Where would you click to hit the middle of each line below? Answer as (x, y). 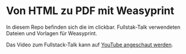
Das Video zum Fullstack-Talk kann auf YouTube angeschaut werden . (90, 45)
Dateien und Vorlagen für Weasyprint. (52, 33)
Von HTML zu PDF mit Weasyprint (90, 11)
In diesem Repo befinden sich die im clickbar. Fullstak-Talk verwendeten (93, 27)
